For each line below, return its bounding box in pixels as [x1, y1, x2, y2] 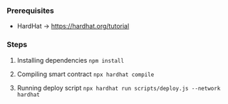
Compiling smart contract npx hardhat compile [16, 70, 155, 78]
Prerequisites [6, 6, 54, 16]
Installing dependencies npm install [16, 56, 125, 64]
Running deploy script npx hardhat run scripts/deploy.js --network [16, 83, 221, 92]
